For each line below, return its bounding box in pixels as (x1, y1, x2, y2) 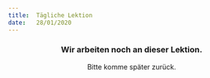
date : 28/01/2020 (8, 19, 72, 27)
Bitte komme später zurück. (87, 62, 176, 71)
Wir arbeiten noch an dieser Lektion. (60, 44, 203, 55)
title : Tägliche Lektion (8, 11, 92, 19)
